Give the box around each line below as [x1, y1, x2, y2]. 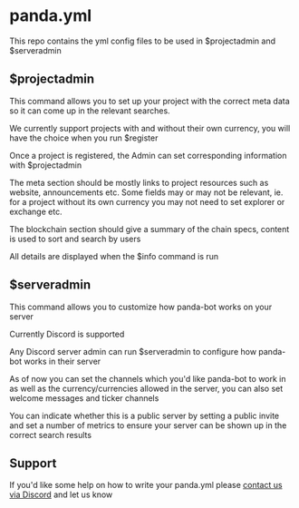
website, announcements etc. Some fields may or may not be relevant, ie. [9, 187, 284, 198]
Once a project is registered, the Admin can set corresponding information [9, 150, 287, 161]
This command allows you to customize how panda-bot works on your [9, 301, 273, 312]
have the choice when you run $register [9, 132, 159, 143]
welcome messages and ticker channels [9, 392, 159, 404]
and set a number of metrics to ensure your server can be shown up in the [9, 419, 287, 431]
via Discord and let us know [9, 489, 113, 500]
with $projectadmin [9, 160, 82, 171]
